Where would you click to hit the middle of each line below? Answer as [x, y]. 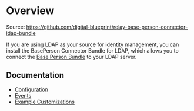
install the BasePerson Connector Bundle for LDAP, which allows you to [93, 50]
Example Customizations [45, 102]
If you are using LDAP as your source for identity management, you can [93, 44]
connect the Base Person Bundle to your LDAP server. [71, 57]
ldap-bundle [21, 33]
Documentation [35, 75]
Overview [30, 11]
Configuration [31, 89]
